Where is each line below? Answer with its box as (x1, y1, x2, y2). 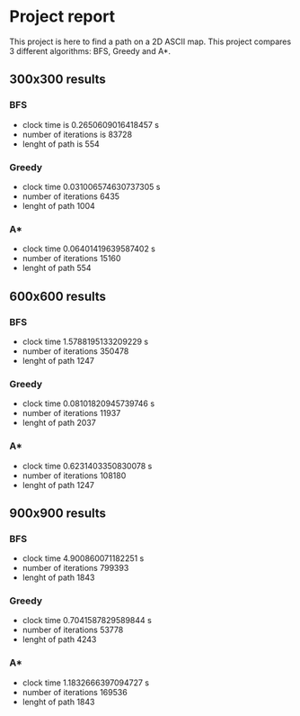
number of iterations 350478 (22, 345, 129, 357)
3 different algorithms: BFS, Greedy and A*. (9, 45, 172, 56)
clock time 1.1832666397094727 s (22, 677, 150, 688)
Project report (9, 6, 116, 27)
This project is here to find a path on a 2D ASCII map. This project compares (9, 36, 292, 47)
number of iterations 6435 (22, 191, 119, 202)
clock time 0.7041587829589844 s (22, 615, 153, 626)
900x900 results (9, 505, 106, 521)
